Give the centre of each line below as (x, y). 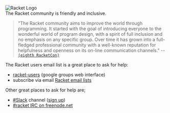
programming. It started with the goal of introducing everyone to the (90, 29)
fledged (26, 45)
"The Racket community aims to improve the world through (80, 23)
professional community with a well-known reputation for (96, 45)
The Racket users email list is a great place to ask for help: (67, 65)
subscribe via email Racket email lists (52, 80)
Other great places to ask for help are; (46, 90)
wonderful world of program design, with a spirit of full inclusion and (90, 34)
